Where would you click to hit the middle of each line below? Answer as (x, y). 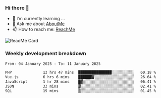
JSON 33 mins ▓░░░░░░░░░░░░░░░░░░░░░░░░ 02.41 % (80, 86)
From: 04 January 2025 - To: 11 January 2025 (53, 64)
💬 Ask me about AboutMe (38, 24)
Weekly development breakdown (46, 54)
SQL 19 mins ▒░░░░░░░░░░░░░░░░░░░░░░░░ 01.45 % (80, 91)
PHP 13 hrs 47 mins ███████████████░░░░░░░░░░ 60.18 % (80, 73)
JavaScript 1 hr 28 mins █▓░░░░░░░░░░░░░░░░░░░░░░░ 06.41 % (80, 82)
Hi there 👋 (17, 8)
